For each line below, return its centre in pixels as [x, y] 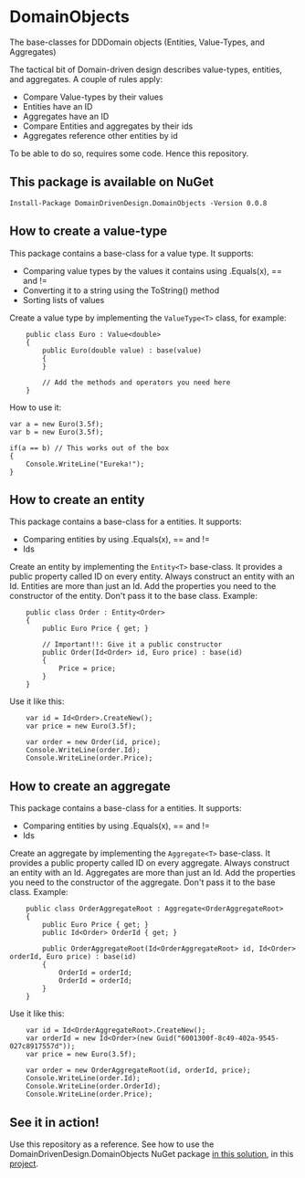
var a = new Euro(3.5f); [57, 424]
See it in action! [54, 1122]
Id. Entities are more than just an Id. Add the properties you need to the [143, 586]
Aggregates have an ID [66, 116]
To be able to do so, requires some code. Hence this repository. [129, 153]
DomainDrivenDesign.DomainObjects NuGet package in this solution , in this [152, 1154]
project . [24, 1163]
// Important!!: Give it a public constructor [132, 645]
